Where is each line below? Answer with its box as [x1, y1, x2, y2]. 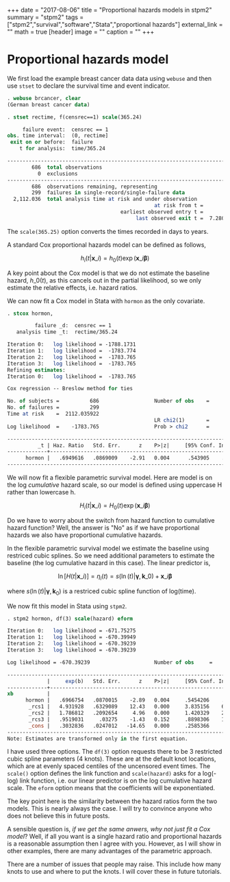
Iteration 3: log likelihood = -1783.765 [7, 360, 136, 367]
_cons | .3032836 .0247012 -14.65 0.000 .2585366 [28, 722, 210, 729]
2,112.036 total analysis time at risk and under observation [13, 195, 197, 203]
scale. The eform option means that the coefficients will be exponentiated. [7, 784, 216, 792]
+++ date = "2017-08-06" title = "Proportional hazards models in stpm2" [7, 6, 212, 14]
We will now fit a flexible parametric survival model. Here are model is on [7, 473, 213, 482]
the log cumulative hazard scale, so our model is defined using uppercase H [7, 481, 222, 489]
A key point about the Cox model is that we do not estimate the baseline [7, 269, 210, 277]
